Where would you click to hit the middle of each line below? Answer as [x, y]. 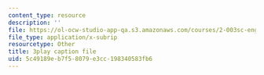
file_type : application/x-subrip [63, 37]
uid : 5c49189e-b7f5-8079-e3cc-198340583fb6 [81, 59]
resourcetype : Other [42, 45]
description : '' [35, 23]
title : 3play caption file [52, 52]
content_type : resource [47, 15]
